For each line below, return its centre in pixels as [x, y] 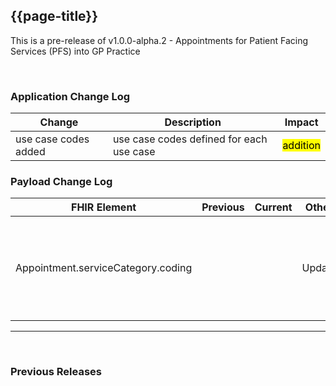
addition [301, 146]
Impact [301, 122]
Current [273, 207]
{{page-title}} [54, 16]
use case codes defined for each [190, 139]
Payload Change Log [61, 182]
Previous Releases [56, 372]
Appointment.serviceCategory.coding [104, 268]
